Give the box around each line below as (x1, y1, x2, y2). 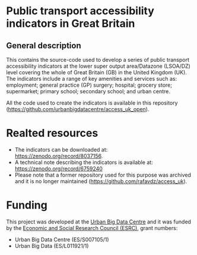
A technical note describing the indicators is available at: (14, 159, 153, 166)
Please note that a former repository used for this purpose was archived (14, 171, 192, 178)
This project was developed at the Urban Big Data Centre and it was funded (6, 218, 192, 225)
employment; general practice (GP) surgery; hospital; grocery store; (6, 81, 172, 89)
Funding (6, 199, 47, 212)
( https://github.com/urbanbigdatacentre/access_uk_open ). (6, 106, 150, 112)
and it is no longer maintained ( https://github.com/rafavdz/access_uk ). (14, 177, 188, 185)
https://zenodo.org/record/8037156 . (14, 152, 103, 159)
